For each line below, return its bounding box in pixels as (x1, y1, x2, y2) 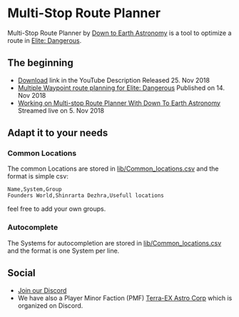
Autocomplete (7, 223, 59, 233)
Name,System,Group (7, 186, 62, 193)
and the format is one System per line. (7, 246, 120, 255)
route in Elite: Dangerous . (7, 36, 82, 44)
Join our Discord (17, 286, 67, 294)
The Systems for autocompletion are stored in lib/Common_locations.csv (7, 238, 222, 247)
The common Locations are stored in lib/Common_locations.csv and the (7, 164, 219, 173)
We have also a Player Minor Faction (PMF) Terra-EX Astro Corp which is (17, 293, 233, 302)
